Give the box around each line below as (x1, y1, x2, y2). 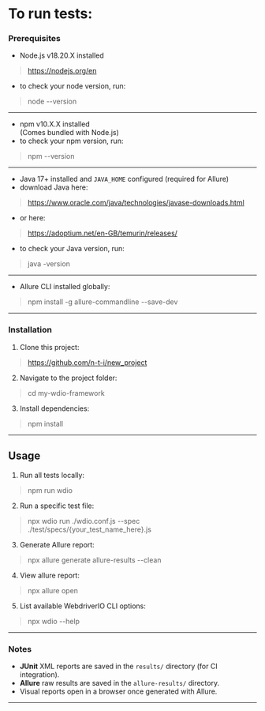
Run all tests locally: (19, 470, 85, 480)
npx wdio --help (27, 616, 80, 626)
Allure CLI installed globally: (19, 282, 110, 292)
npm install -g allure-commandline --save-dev (27, 297, 178, 307)
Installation (8, 325, 53, 336)
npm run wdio (27, 485, 73, 495)
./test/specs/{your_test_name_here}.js (27, 525, 152, 534)
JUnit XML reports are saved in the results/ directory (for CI (19, 661, 218, 671)
